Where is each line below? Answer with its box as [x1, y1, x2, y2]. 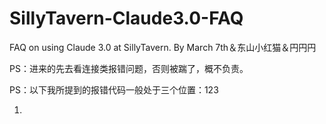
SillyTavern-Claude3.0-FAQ [9, 7, 244, 30]
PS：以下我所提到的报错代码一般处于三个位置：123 [9, 83, 219, 96]
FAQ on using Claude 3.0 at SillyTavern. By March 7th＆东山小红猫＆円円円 [9, 41, 317, 53]
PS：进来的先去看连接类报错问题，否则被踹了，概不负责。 [9, 62, 249, 74]
